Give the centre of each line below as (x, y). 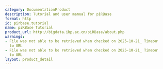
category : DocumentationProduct (38, 9)
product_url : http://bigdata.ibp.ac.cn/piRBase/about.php (65, 32)
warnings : (15, 37)
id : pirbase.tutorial (27, 23)
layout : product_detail (29, 59)
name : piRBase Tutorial (29, 28)
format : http (18, 18)
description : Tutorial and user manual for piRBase (58, 14)
